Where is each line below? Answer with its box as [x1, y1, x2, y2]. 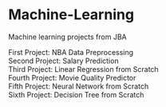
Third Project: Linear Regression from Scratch [8, 64, 159, 73]
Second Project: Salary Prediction [8, 56, 119, 65]
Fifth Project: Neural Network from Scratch [8, 81, 149, 91]
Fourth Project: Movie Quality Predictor [8, 73, 136, 82]
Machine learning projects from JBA [8, 32, 127, 42]
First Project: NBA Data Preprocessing [8, 47, 134, 57]
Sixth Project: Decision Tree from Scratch [8, 89, 144, 99]
